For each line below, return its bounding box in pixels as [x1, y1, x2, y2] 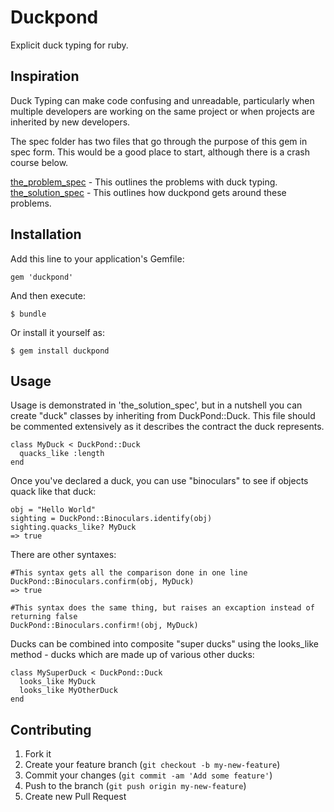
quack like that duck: [10, 486, 97, 498]
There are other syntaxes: [10, 549, 117, 561]
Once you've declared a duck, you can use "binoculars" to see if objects [10, 475, 309, 487]
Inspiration [10, 68, 80, 85]
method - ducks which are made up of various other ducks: [10, 649, 255, 661]
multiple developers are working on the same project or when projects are [10, 105, 315, 117]
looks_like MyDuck [19, 677, 97, 687]
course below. [10, 156, 69, 168]
